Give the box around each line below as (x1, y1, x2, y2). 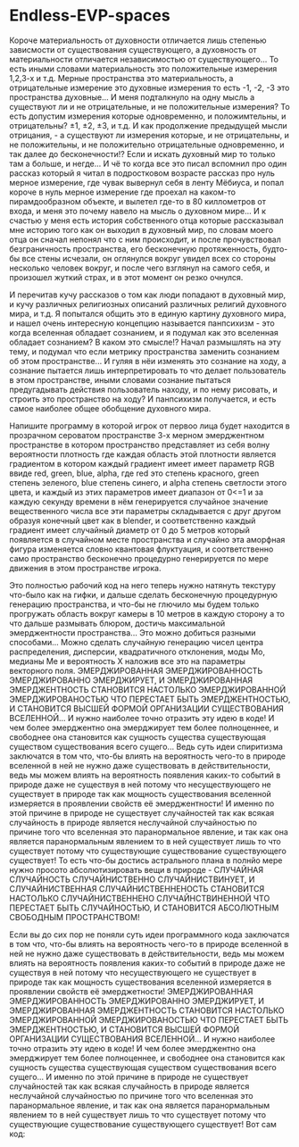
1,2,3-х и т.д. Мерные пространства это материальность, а (9, 72, 234, 83)
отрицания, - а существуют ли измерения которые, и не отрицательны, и (9, 129, 290, 140)
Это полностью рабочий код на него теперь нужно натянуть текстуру (9, 579, 277, 590)
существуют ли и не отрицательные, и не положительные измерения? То (9, 101, 290, 112)
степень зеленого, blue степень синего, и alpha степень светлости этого (9, 477, 287, 487)
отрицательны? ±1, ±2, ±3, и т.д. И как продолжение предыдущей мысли (9, 120, 287, 130)
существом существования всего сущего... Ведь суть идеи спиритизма (9, 741, 284, 752)
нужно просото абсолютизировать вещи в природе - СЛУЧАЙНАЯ (9, 864, 264, 875)
